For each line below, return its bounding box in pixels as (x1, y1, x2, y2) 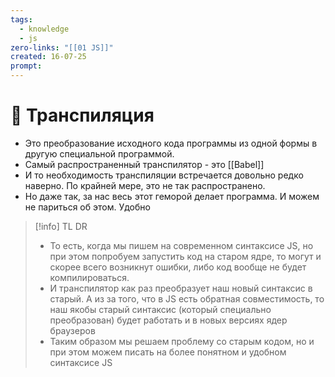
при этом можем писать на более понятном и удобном (49, 346, 287, 358)
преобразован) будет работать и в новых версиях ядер (49, 314, 288, 326)
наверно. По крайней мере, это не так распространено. (24, 179, 266, 191)
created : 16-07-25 (10, 52, 87, 62)
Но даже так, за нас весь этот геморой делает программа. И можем (24, 190, 320, 202)
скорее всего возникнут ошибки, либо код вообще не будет (49, 261, 307, 273)
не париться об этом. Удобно (24, 201, 151, 213)
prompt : (10, 61, 43, 71)
